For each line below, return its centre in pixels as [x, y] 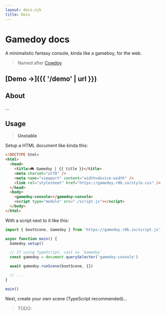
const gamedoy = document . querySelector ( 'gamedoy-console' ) [74, 257]
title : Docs [18, 15]
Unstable [27, 136]
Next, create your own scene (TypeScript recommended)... [66, 298]
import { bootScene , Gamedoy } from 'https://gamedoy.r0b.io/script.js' [83, 230]
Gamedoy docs [37, 39]
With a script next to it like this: [37, 220]
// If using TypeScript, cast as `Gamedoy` [56, 252]
